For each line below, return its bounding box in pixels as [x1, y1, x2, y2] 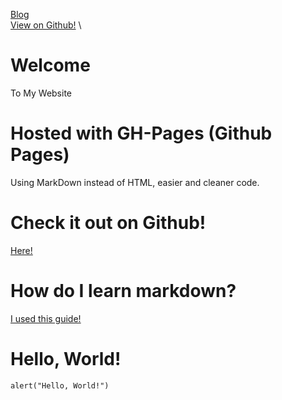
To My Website [10, 87, 72, 99]
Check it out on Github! [10, 212, 207, 234]
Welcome [10, 54, 91, 77]
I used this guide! [10, 312, 82, 324]
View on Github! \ [10, 19, 82, 31]
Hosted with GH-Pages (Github [10, 122, 273, 145]
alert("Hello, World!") [10, 380, 110, 391]
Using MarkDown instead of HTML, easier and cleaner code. [10, 176, 260, 188]
